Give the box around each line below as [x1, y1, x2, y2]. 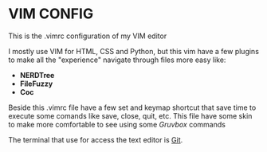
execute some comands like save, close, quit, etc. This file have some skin [8, 111, 253, 120]
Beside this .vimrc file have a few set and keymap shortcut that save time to [8, 103, 257, 112]
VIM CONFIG [8, 5, 94, 23]
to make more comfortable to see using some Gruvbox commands [8, 119, 226, 129]
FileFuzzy [19, 79, 53, 88]
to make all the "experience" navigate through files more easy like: [8, 55, 226, 64]
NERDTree [19, 70, 55, 80]
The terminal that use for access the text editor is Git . [8, 134, 183, 144]
